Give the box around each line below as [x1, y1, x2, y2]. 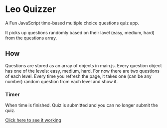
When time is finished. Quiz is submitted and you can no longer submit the [5, 102, 158, 108]
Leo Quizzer [5, 3, 56, 15]
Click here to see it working [5, 117, 61, 123]
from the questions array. [5, 35, 57, 41]
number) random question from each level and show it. [5, 78, 118, 84]
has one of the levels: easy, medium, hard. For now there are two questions [5, 68, 160, 74]
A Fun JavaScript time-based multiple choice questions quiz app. [5, 20, 140, 26]
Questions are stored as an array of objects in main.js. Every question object [5, 62, 162, 68]
